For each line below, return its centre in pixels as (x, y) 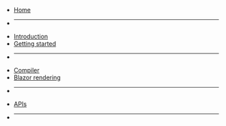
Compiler (26, 70)
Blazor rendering (37, 77)
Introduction (31, 36)
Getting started (35, 43)
